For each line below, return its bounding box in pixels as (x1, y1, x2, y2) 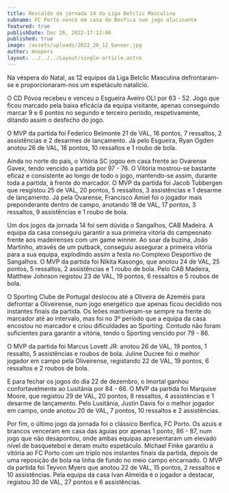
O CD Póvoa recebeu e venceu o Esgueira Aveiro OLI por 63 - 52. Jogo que (7, 94, 220, 102)
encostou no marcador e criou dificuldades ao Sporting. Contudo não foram (7, 321, 221, 329)
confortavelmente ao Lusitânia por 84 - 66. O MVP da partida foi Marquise (7, 384, 217, 392)
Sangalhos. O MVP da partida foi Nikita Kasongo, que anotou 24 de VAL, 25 (7, 257, 220, 266)
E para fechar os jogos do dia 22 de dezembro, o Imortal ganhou (7, 377, 189, 385)
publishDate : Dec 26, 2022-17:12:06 (7, 29, 111, 36)
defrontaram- (180, 73, 219, 81)
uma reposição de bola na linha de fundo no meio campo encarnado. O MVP (7, 456, 223, 464)
